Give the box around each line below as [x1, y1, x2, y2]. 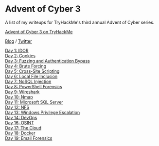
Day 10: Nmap [5, 94, 33, 100]
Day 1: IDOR [5, 48, 29, 53]
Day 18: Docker [5, 130, 35, 136]
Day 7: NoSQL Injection [5, 79, 52, 84]
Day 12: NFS [5, 104, 30, 110]
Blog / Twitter [5, 38, 32, 44]
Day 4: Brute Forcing [5, 63, 47, 69]
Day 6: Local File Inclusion [5, 73, 58, 79]
